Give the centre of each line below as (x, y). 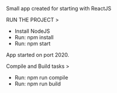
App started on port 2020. (38, 55)
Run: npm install (34, 37)
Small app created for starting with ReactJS (59, 8)
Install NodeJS (32, 31)
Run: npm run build (38, 84)
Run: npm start (33, 44)
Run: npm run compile (41, 77)
